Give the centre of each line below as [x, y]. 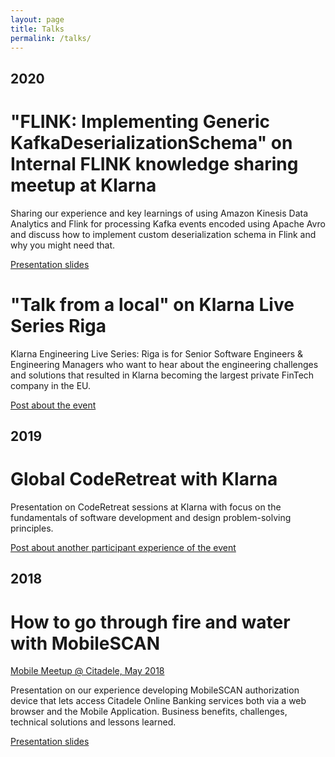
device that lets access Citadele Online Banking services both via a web [158, 701]
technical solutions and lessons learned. [93, 722]
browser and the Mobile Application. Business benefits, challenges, [149, 712]
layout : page [37, 19]
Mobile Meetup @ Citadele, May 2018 [87, 671]
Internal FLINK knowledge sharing [154, 163]
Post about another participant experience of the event [123, 547]
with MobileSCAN [85, 643]
